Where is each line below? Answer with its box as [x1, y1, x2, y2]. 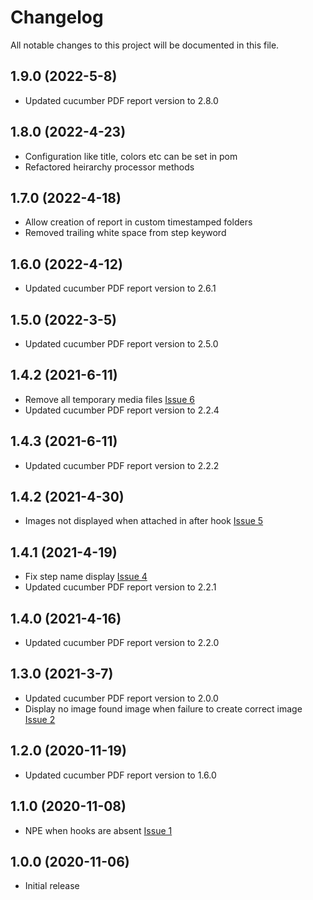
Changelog [10, 6, 104, 29]
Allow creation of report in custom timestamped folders [24, 216, 253, 228]
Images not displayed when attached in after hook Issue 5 [24, 515, 264, 527]
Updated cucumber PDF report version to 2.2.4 [24, 404, 220, 416]
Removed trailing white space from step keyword [24, 227, 227, 239]
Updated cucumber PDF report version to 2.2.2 [24, 459, 220, 471]
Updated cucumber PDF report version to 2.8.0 [24, 94, 219, 106]
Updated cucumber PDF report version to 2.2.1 [24, 581, 217, 593]
